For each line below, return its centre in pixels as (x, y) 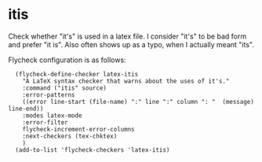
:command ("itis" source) (65, 88)
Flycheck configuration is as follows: (67, 60)
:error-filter (45, 122)
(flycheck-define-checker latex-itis (77, 74)
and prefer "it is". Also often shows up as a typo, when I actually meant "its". (131, 44)
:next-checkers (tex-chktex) (70, 136)
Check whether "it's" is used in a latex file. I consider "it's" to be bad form (127, 36)
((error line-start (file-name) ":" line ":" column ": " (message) (138, 101)
